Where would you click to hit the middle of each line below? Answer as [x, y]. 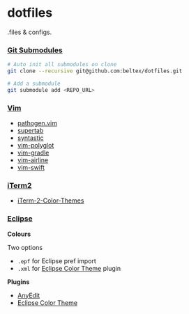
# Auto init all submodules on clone [62, 65]
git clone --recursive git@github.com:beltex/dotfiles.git [95, 71]
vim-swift [31, 168]
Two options [25, 247]
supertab [30, 131]
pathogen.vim [37, 123]
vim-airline [33, 160]
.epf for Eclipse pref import [56, 261]
